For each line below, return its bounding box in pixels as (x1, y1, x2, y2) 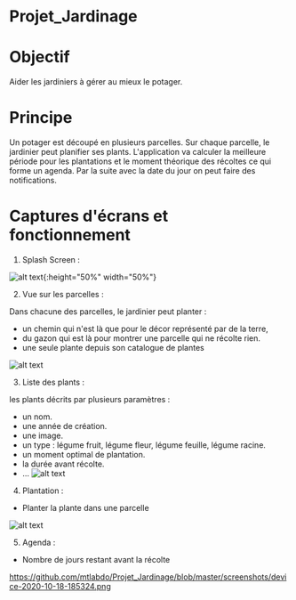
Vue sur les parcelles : (21, 289, 104, 299)
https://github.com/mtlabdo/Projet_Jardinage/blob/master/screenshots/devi (9, 572, 287, 582)
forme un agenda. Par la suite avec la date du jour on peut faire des (9, 166, 256, 176)
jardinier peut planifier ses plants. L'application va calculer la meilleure (9, 147, 267, 158)
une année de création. (21, 421, 108, 431)
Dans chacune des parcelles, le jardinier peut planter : (9, 306, 207, 317)
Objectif (9, 47, 70, 68)
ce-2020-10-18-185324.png (9, 581, 111, 591)
